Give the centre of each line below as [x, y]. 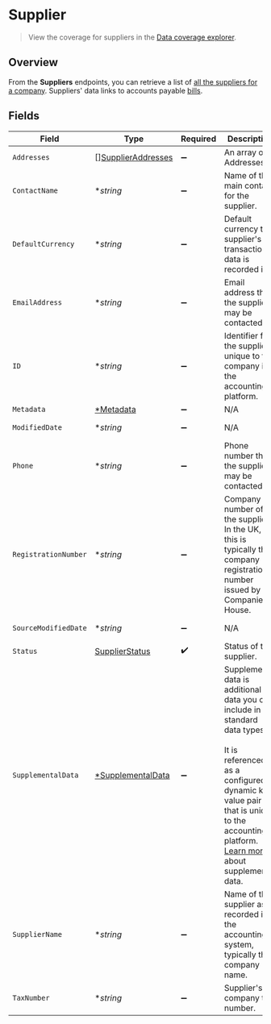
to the [235, 820]
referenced [245, 760]
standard [241, 719]
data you [241, 699]
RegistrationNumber [50, 554]
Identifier [241, 335]
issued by [242, 589]
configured [245, 780]
